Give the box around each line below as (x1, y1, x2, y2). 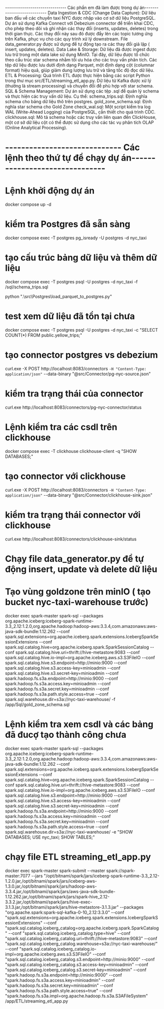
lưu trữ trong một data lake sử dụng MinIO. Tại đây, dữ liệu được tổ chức (5, 52, 150, 57)
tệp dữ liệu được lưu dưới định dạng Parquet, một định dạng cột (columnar (5, 62, 155, 68)
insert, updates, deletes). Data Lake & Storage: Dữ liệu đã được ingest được (5, 47, 157, 52)
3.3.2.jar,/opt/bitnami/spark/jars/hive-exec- (5, 899, 93, 905)
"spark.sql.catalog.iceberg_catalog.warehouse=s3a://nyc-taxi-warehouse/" (5, 941, 158, 947)
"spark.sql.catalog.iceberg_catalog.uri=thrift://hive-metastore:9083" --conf (5, 935, 158, 941)
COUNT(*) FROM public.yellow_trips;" (5, 332, 82, 338)
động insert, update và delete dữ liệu (5, 563, 158, 575)
